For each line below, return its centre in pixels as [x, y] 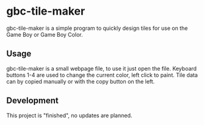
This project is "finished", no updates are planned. [69, 115]
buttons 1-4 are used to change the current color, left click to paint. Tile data [102, 75]
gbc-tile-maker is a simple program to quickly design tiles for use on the [97, 28]
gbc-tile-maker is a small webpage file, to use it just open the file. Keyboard [102, 68]
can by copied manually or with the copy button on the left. [81, 81]
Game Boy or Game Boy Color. [45, 34]
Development [33, 101]
